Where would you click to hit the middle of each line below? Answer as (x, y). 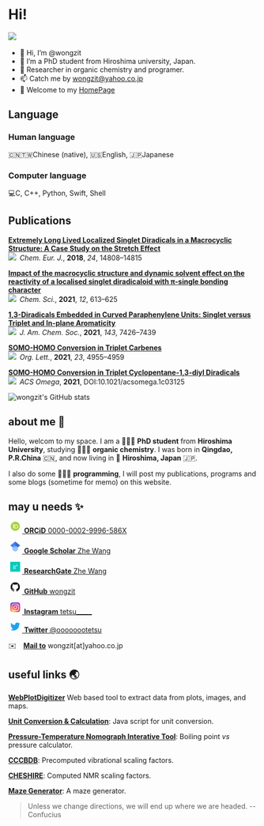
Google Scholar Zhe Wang (67, 551)
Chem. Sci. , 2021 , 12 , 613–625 (69, 299)
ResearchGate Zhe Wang (65, 571)
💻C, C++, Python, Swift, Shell (57, 193)
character (25, 289)
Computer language (47, 175)
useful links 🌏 (44, 675)
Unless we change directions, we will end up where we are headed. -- (141, 806)
